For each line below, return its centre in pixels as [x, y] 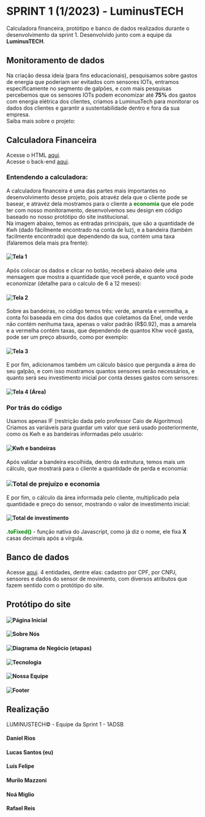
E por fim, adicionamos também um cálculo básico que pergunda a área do [101, 365]
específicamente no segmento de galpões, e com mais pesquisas [89, 88]
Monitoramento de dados [56, 60]
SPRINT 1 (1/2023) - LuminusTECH [95, 11]
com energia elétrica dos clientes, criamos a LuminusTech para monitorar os [102, 101]
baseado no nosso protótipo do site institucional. [68, 216]
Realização [28, 709]
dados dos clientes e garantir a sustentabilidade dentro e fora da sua [93, 108]
